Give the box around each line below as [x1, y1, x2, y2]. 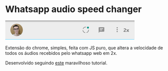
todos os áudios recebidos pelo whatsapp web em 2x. [5, 50, 117, 56]
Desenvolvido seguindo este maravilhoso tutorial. [5, 59, 108, 66]
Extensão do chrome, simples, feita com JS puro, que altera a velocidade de [5, 44, 163, 51]
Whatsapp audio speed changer [5, 4, 142, 15]
